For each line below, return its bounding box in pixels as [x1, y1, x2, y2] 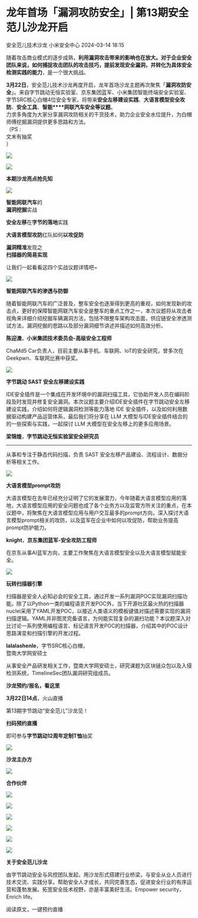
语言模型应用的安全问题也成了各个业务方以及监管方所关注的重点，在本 [21, 502, 192, 509]
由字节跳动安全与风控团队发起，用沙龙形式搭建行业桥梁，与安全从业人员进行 [6, 871, 192, 878]
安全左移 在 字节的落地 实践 [6, 219, 68, 226]
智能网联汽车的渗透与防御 [6, 287, 68, 294]
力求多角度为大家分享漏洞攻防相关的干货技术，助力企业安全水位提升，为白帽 [6, 110, 192, 118]
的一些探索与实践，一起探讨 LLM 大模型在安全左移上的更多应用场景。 [6, 420, 175, 427]
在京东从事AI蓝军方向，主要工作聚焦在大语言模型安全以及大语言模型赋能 [6, 549, 181, 556]
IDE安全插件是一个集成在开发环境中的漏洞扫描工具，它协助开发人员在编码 [6, 390, 185, 398]
